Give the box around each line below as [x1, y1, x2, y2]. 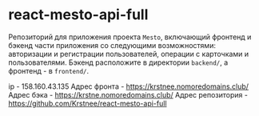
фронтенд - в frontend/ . [8, 66, 90, 75]
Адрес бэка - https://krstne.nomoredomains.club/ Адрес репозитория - [8, 90, 248, 99]
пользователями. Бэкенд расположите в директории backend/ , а [8, 58, 229, 67]
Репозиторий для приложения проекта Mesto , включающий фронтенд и [8, 32, 252, 42]
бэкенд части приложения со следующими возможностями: [8, 40, 216, 50]
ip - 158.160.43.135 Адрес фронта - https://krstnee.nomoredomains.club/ [8, 82, 249, 91]
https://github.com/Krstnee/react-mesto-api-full [8, 98, 167, 108]
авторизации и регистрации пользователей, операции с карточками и [8, 49, 249, 58]
